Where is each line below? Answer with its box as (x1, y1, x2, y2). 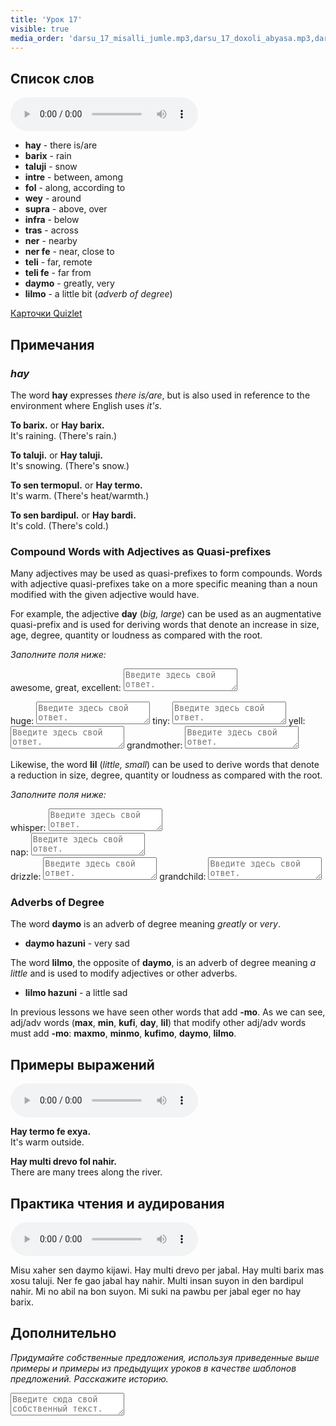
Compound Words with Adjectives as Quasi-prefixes (10, 544, 272, 558)
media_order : (10, 33, 65, 43)
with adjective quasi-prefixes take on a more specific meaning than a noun (10, 578, 318, 590)
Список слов (10, 70, 95, 87)
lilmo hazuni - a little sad (24, 987, 128, 999)
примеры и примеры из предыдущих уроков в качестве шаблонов (10, 1362, 297, 1374)
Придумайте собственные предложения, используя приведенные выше (10, 1351, 320, 1363)
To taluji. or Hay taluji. (10, 449, 103, 461)
